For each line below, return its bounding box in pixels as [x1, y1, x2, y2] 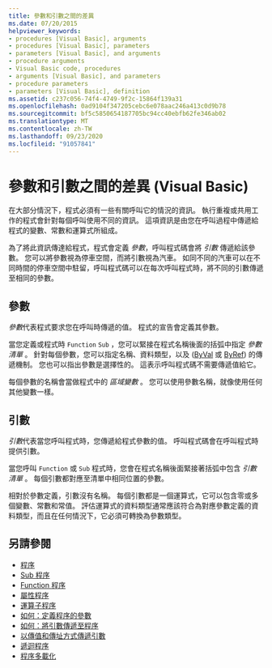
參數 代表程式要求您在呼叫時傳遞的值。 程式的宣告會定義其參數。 [8, 322, 223, 332]
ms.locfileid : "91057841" [8, 139, 96, 148]
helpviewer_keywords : [8, 27, 82, 35]
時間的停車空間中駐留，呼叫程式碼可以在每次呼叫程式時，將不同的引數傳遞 [15, 263, 264, 273]
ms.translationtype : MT [8, 117, 89, 126]
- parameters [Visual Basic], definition [8, 87, 151, 96]
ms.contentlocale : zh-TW [8, 125, 92, 133]
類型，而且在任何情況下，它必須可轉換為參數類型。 [15, 511, 186, 521]
